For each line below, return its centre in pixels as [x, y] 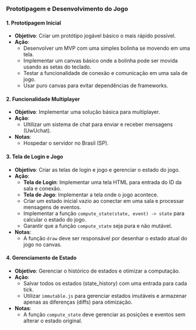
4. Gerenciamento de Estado [42, 258]
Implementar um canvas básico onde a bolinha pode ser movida [101, 61]
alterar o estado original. [53, 321]
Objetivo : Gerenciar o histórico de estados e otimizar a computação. [97, 271]
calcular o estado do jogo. [55, 219]
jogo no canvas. [43, 244]
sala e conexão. [42, 188]
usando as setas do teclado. [57, 67]
